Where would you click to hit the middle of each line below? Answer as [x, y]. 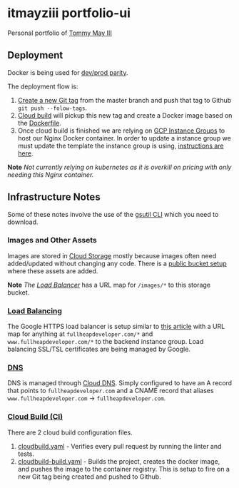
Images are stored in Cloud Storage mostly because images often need [112, 255]
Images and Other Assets [52, 240]
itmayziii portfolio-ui [69, 13]
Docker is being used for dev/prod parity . [68, 72]
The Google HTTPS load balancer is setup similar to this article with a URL [116, 327]
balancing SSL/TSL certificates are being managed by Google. [99, 349]
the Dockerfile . [40, 123]
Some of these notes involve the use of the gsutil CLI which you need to [113, 214]
